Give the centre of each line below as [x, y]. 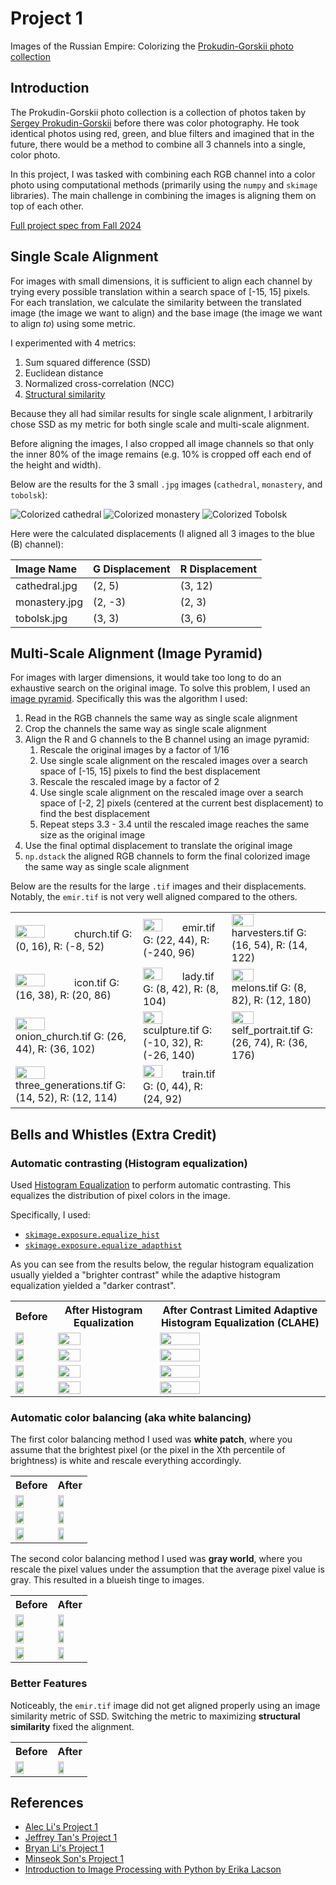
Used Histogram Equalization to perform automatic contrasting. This [151, 1185]
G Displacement [131, 569]
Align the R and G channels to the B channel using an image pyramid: [167, 739]
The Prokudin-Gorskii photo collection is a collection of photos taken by [158, 112]
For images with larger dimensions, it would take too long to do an [146, 678]
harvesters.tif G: [269, 933]
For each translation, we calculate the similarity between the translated [156, 302]
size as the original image [92, 835]
